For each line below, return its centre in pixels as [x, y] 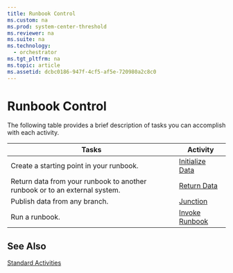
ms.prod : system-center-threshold [57, 26]
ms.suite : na [26, 40]
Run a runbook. [35, 217]
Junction [193, 201]
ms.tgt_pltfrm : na [34, 59]
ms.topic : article [34, 65]
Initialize [192, 162]
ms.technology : [29, 46]
